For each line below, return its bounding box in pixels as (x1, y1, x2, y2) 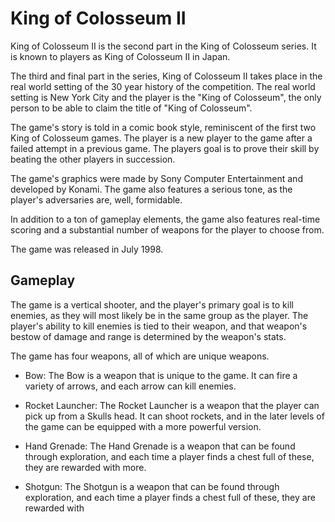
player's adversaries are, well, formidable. (10, 193, 183, 206)
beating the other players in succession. (10, 153, 176, 165)
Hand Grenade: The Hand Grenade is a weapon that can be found (24, 440, 296, 452)
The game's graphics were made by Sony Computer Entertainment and (10, 172, 303, 184)
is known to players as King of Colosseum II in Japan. (10, 50, 231, 62)
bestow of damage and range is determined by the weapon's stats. (10, 330, 287, 342)
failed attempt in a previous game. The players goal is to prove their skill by (10, 142, 320, 154)
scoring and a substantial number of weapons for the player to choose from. (10, 223, 325, 236)
